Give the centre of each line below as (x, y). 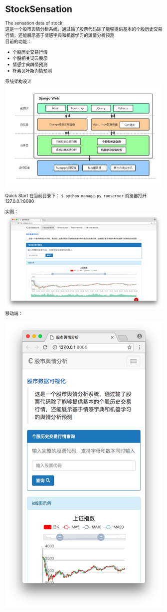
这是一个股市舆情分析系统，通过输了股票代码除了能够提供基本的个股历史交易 (84, 29)
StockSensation (39, 9)
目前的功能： (18, 41)
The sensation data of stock (34, 23)
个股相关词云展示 (30, 58)
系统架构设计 (18, 81)
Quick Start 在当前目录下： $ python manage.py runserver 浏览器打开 (76, 195)
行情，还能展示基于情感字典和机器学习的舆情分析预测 (60, 35)
